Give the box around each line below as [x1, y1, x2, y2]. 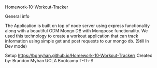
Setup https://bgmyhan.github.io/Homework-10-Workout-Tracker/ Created [5, 53, 153, 58]
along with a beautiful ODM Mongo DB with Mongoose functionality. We [5, 28, 148, 33]
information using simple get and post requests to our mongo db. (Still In [5, 38, 149, 44]
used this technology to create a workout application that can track [5, 33, 139, 39]
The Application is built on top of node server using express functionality [5, 23, 150, 28]
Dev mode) [5, 43, 28, 49]
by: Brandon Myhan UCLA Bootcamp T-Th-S [5, 58, 94, 63]
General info [5, 14, 30, 19]
